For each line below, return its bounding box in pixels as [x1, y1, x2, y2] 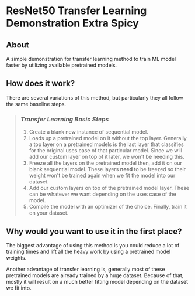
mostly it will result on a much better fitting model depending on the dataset [6, 278, 189, 285]
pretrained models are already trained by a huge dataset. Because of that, [6, 271, 184, 279]
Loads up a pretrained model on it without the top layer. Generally [29, 135, 187, 142]
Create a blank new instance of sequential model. [29, 128, 148, 135]
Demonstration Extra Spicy [6, 16, 139, 30]
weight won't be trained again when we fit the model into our [29, 172, 176, 179]
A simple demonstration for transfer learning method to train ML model [6, 56, 176, 62]
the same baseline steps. [6, 100, 66, 107]
